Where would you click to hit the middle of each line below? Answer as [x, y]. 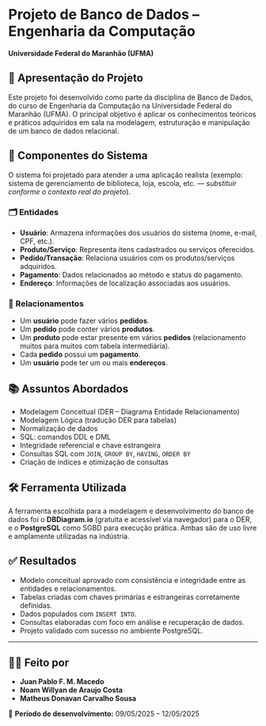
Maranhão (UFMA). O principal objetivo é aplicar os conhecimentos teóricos [132, 114]
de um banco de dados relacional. [64, 130]
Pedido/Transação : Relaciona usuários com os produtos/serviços [127, 258]
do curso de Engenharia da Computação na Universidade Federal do [120, 105]
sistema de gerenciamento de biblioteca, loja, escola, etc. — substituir [123, 183]
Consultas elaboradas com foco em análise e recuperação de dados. [132, 622]
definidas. [36, 605]
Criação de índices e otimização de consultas [94, 462]
